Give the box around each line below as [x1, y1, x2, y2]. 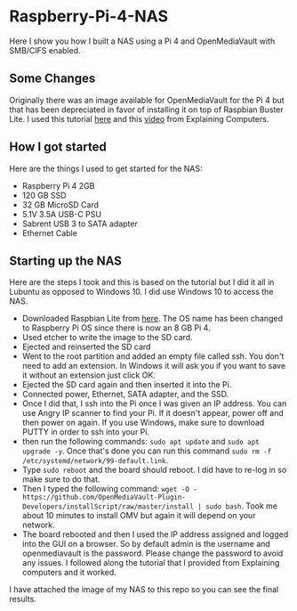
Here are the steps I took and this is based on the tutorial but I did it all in [9, 277, 275, 288]
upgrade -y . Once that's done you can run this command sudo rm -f [21, 445, 272, 456]
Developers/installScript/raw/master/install [21, 502, 194, 511]
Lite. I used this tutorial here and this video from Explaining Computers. [9, 113, 269, 124]
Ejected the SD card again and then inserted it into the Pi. [21, 379, 232, 390]
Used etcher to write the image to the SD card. [21, 332, 193, 343]
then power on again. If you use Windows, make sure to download [21, 417, 265, 428]
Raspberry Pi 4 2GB [21, 180, 95, 191]
